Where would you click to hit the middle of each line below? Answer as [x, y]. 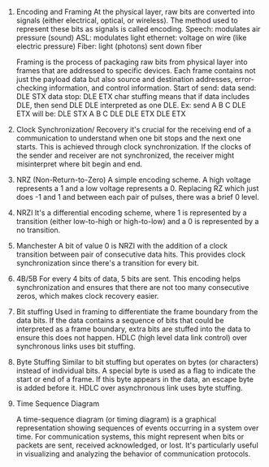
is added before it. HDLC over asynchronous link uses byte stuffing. [129, 388]
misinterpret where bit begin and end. [79, 164]
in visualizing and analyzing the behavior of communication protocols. [133, 454]
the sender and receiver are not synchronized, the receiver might [125, 155]
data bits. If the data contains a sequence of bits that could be [120, 320]
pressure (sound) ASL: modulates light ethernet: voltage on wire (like [131, 37]
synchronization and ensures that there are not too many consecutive [132, 287]
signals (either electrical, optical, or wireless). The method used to [127, 20]
